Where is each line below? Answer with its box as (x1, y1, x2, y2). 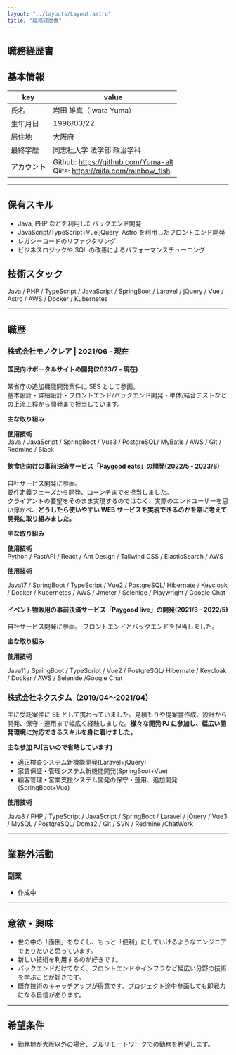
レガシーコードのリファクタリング (17, 237, 117, 245)
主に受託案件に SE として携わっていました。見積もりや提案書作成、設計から (7, 710, 228, 719)
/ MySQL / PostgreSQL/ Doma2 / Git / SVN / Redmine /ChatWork (7, 819, 194, 828)
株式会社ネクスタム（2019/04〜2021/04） (7, 693, 153, 703)
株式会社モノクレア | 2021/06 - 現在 (7, 346, 129, 356)
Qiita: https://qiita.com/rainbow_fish (53, 166, 171, 175)
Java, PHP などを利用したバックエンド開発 (17, 219, 142, 228)
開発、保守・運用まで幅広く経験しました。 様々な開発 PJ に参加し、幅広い (7, 719, 221, 727)
